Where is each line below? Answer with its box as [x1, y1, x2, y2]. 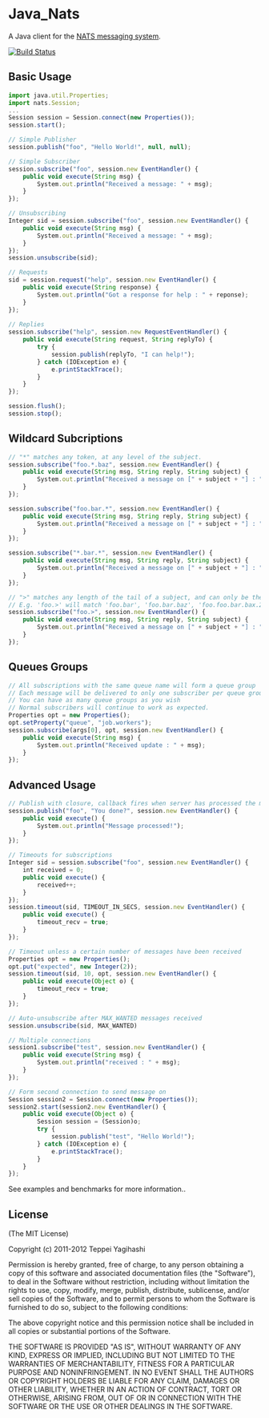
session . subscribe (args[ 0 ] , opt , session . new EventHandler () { [8, 726, 224, 734]
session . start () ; [8, 121, 66, 129]
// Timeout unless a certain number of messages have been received [8, 947, 242, 955]
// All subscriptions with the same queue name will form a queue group [8, 681, 256, 689]
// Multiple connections [8, 1036, 91, 1044]
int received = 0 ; [22, 867, 84, 875]
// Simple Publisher [8, 135, 78, 144]
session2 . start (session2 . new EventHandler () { [8, 1103, 167, 1111]
